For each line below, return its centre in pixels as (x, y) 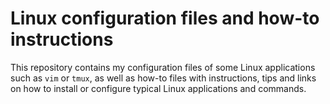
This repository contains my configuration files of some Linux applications (163, 67)
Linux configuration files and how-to (165, 18)
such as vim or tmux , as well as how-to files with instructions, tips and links (163, 78)
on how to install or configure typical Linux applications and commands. (158, 88)
